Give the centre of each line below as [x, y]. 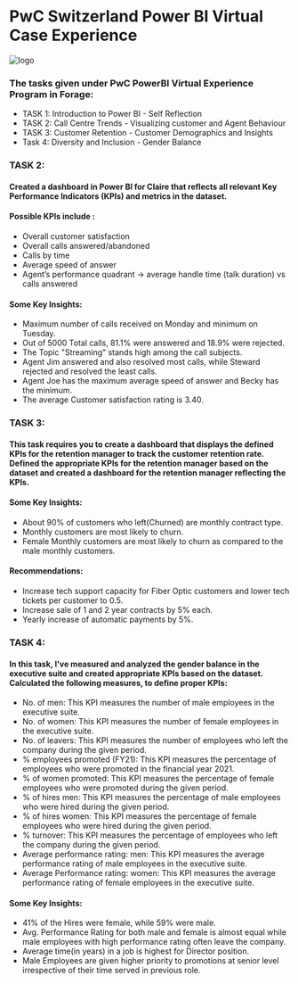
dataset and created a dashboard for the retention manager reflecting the [148, 472]
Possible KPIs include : [52, 217]
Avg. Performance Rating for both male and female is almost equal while [154, 932]
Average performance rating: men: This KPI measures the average [143, 855]
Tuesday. [39, 334]
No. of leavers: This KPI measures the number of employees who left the [155, 740]
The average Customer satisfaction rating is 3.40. [113, 400]
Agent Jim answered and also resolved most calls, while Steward [141, 362]
